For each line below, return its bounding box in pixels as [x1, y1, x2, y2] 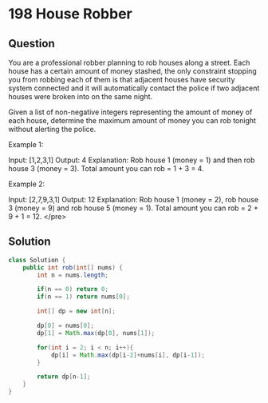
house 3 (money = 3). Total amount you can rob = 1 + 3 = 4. [8, 164, 205, 173]
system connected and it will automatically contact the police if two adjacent [8, 83, 260, 93]
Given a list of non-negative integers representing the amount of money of [8, 107, 253, 117]
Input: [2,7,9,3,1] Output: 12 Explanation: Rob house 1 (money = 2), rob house [8, 195, 259, 204]
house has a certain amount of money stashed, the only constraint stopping [8, 66, 257, 76]
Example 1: [8, 140, 44, 149]
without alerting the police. [8, 125, 97, 134]
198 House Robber [8, 5, 133, 23]
